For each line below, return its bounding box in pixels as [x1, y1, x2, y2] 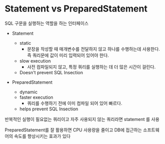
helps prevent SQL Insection [19, 106, 78, 112]
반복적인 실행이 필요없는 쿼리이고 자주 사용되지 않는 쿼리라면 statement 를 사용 [5, 116, 159, 122]
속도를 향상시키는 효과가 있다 [14, 133, 71, 139]
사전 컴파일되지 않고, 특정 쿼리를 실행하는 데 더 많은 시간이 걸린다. [27, 64, 156, 70]
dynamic [19, 89, 38, 95]
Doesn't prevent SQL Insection [19, 69, 84, 75]
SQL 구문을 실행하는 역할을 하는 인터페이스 [5, 20, 89, 26]
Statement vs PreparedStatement [5, 3, 148, 15]
